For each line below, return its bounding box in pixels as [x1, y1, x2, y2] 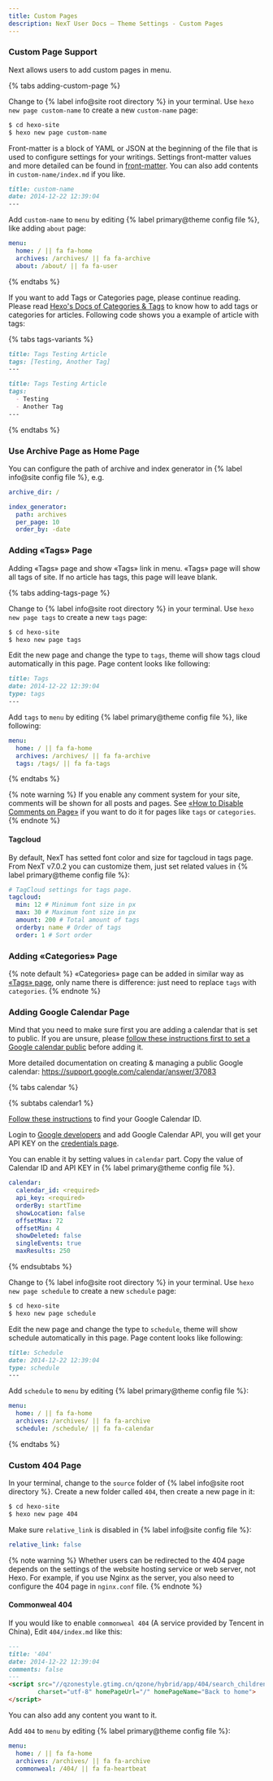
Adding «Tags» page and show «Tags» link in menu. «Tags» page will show [8, 563, 261, 573]
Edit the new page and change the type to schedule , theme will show [8, 1324, 238, 1334]
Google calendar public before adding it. [8, 1042, 144, 1052]
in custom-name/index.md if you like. [8, 169, 126, 179]
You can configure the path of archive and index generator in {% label [8, 464, 242, 473]
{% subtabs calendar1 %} [8, 1098, 94, 1108]
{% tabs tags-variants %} [8, 334, 94, 344]
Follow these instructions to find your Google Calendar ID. [8, 1114, 201, 1124]
